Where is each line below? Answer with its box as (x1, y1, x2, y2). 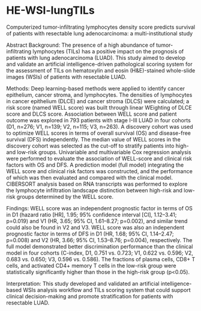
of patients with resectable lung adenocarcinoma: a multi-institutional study (6, 29, 193, 37)
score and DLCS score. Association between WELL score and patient (6, 110, 177, 117)
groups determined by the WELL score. (16, 193, 114, 200)
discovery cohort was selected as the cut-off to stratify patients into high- (6, 142, 189, 149)
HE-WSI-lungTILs (6, 4, 95, 17)
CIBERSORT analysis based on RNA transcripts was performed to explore (6, 180, 188, 188)
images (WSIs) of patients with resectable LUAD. (6, 73, 127, 80)
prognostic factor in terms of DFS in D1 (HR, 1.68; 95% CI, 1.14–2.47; (6, 230, 174, 237)
